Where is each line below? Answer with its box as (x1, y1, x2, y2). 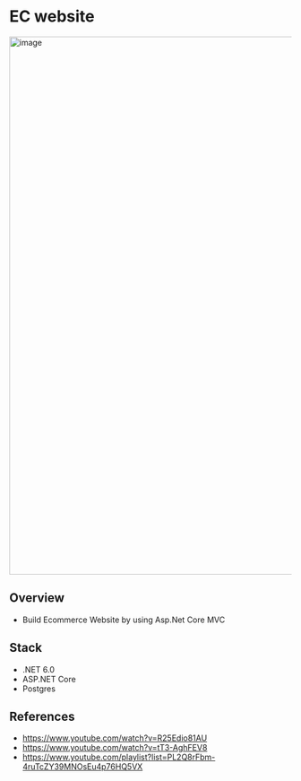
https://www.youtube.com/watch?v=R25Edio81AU (21, 733, 208, 743)
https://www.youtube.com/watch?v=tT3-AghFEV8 (21, 742, 208, 753)
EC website (9, 6, 96, 27)
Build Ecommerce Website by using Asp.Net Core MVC (21, 614, 226, 625)
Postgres (21, 683, 56, 694)
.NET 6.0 (21, 664, 56, 674)
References (9, 708, 75, 724)
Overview (9, 590, 65, 606)
